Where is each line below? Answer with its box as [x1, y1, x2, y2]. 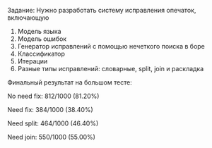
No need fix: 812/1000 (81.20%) [7, 92, 100, 100]
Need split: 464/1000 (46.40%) [7, 119, 99, 128]
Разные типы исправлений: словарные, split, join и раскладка [17, 65, 204, 73]
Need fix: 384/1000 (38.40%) [7, 106, 93, 113]
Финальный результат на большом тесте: [7, 78, 132, 87]
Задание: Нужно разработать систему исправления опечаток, [7, 6, 196, 14]
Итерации [17, 57, 48, 66]
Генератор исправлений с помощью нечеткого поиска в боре [17, 42, 205, 50]
